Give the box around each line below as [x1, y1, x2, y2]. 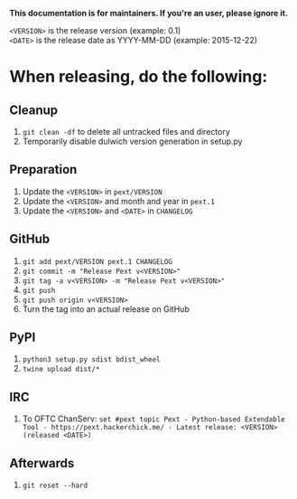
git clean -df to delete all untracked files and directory [22, 127, 230, 137]
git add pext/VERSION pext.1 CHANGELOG [22, 257, 173, 266]
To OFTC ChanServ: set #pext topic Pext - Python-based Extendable [22, 413, 286, 424]
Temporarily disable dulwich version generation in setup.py [22, 136, 243, 146]
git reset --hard [22, 481, 88, 491]
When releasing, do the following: [9, 67, 268, 87]
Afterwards [9, 456, 75, 471]
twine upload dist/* [22, 365, 100, 374]
